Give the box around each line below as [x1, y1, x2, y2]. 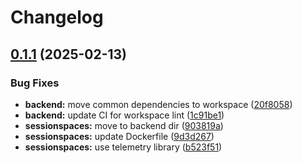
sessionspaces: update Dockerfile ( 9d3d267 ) [24, 130, 215, 142]
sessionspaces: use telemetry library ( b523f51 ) [24, 141, 223, 153]
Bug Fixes [10, 76, 60, 90]
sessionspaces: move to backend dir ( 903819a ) [24, 119, 224, 131]
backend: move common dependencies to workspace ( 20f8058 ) [24, 98, 293, 110]
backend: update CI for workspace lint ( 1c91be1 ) [24, 109, 225, 121]
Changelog [10, 6, 104, 29]
